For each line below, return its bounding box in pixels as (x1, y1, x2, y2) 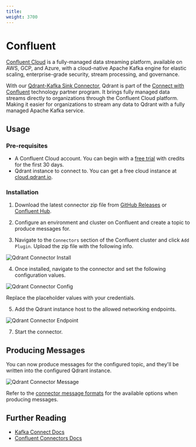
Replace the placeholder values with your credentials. (6, 294, 136, 301)
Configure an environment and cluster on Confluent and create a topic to (14, 219, 190, 226)
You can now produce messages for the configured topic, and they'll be (6, 361, 179, 368)
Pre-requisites (6, 142, 48, 150)
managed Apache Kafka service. (6, 107, 85, 114)
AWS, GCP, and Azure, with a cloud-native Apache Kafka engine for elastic (6, 65, 187, 72)
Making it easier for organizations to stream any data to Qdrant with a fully (6, 101, 185, 108)
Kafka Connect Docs (14, 428, 65, 436)
